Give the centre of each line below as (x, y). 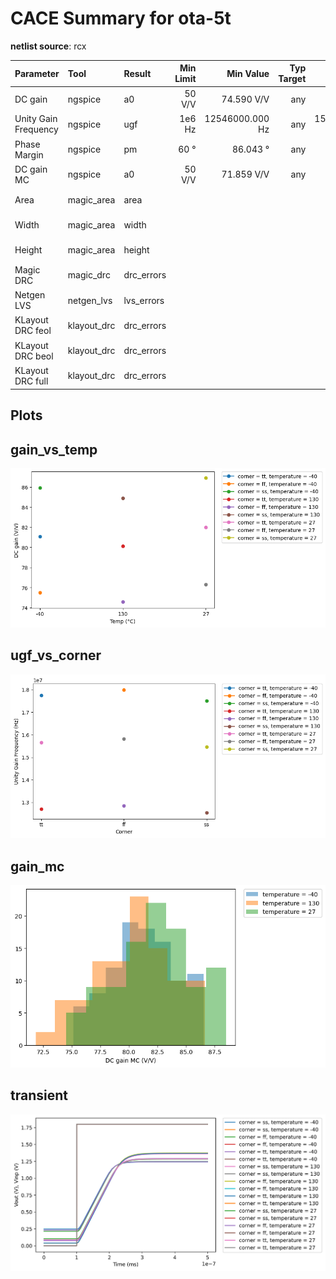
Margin (29, 154)
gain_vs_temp (54, 449)
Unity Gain (36, 119)
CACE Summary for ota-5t (121, 18)
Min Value (248, 73)
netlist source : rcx (48, 46)
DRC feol (33, 331)
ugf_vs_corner (56, 655)
